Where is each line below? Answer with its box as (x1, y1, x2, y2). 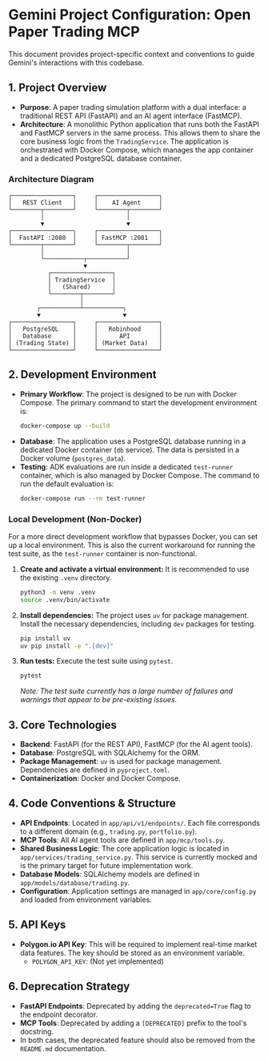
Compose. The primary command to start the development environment (19, 397, 258, 407)
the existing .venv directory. (19, 572, 112, 583)
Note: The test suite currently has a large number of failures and (19, 686, 234, 696)
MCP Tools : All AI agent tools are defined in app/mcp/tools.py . (19, 835, 226, 844)
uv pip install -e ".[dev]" (19, 642, 114, 650)
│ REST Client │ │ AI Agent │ (8, 199, 162, 207)
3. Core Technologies (8, 718, 118, 732)
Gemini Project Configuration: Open (8, 6, 251, 24)
